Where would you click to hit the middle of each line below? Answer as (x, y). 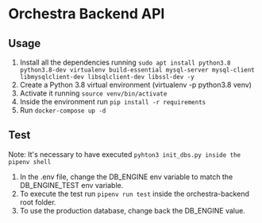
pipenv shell (30, 162)
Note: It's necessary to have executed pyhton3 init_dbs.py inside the (125, 154)
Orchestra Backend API (87, 14)
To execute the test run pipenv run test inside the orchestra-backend (135, 194)
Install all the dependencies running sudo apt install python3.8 (125, 62)
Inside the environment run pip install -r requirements (113, 102)
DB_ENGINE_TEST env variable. (71, 185)
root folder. (38, 202)
